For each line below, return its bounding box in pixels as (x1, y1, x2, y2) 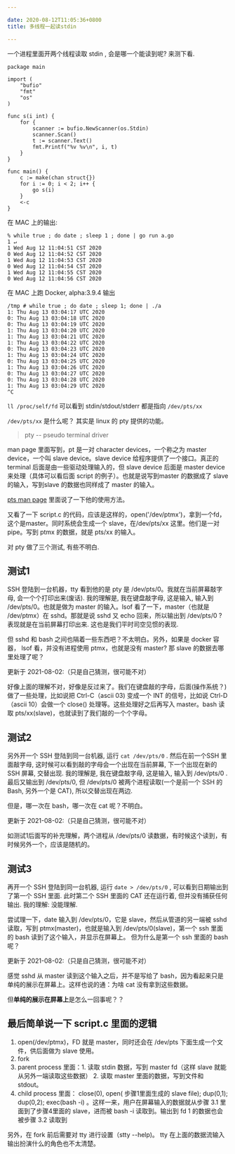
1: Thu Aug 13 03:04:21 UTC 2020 (7, 333, 105, 340)
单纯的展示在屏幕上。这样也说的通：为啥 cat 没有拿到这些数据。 (7, 980, 192, 988)
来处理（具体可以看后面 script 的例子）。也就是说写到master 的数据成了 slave (7, 472, 229, 480)
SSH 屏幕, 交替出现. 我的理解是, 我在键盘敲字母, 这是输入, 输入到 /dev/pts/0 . (7, 769, 228, 777)
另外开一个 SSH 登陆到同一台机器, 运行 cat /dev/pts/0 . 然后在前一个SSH (7, 751, 220, 760)
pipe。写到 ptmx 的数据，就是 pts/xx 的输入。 (7, 528, 140, 536)
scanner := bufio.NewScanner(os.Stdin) (32, 124, 149, 132)
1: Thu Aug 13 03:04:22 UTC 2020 (7, 339, 105, 346)
